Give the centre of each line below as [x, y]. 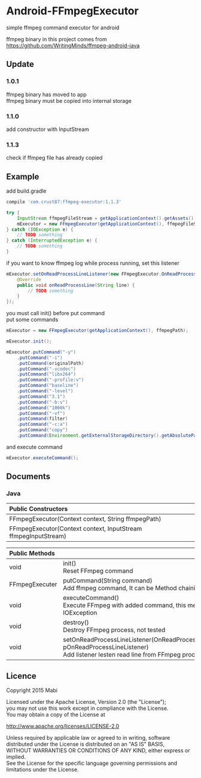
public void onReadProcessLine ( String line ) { [76, 285]
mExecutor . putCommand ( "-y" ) [41, 352]
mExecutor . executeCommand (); [42, 458]
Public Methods [32, 553]
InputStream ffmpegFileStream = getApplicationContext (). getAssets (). [107, 218]
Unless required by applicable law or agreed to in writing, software [88, 738]
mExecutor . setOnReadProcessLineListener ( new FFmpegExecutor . [84, 274]
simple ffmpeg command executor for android [63, 28]
